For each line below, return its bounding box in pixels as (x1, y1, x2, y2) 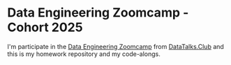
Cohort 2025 (7, 19, 83, 35)
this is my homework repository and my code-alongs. (7, 50, 161, 58)
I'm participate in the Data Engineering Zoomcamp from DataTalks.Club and (7, 42, 225, 50)
